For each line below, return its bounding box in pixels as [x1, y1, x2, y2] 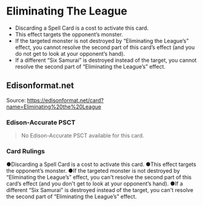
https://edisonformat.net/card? [27, 96, 104, 104]
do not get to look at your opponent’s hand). [15, 50, 125, 57]
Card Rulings [6, 147, 45, 155]
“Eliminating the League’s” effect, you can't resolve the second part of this [6, 174, 192, 181]
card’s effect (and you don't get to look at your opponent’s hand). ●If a [6, 180, 184, 187]
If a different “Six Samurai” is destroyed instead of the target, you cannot [15, 56, 197, 64]
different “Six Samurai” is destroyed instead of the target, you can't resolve [6, 187, 194, 194]
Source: [6, 96, 26, 104]
